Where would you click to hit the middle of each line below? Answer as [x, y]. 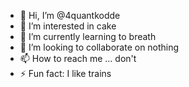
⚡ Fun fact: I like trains [65, 73]
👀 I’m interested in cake [68, 26]
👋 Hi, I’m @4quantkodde [70, 15]
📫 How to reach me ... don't [78, 58]
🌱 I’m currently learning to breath [88, 36]
